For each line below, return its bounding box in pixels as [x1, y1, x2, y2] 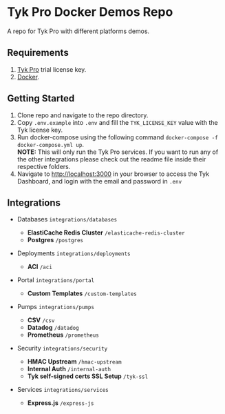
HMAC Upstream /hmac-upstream [27, 357, 122, 366]
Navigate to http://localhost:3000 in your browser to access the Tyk [17, 170, 210, 178]
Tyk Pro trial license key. [17, 65, 87, 73]
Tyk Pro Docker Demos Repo [7, 4, 173, 20]
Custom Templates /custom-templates [27, 289, 138, 297]
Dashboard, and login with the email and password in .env [17, 177, 182, 185]
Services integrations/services [17, 386, 109, 394]
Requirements [7, 47, 69, 59]
